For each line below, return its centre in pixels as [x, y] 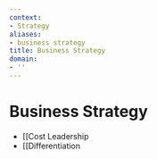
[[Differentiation [51, 146]
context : [25, 17]
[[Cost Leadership [55, 136]
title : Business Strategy [57, 51]
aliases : [25, 34]
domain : [24, 59]
